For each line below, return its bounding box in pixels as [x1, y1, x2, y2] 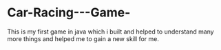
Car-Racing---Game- [7, 5, 131, 21]
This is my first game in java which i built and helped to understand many [7, 27, 215, 36]
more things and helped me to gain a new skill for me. [7, 34, 160, 42]
